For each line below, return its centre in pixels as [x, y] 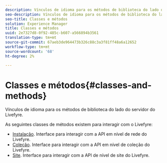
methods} [26, 96]
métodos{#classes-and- [100, 85]
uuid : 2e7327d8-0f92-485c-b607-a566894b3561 [52, 33]
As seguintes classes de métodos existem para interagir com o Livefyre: [79, 125]
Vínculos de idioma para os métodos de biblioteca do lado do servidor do [80, 110]
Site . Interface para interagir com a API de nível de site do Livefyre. [81, 156]
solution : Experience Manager [37, 24]
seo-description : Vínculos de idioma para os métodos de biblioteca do [81, 14]
